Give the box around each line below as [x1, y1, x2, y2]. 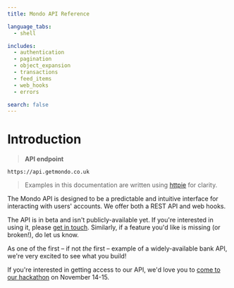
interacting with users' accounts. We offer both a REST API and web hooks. [7, 202, 226, 210]
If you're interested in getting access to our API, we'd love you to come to [7, 265, 221, 274]
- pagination [13, 56, 52, 63]
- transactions [13, 68, 58, 76]
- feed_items [13, 75, 52, 82]
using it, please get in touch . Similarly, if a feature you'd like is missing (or [7, 223, 221, 232]
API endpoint [24, 155, 64, 163]
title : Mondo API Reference [7, 10, 90, 18]
